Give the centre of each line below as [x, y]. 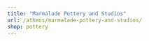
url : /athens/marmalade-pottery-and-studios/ [74, 20]
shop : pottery [28, 26]
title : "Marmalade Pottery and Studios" [67, 14]
